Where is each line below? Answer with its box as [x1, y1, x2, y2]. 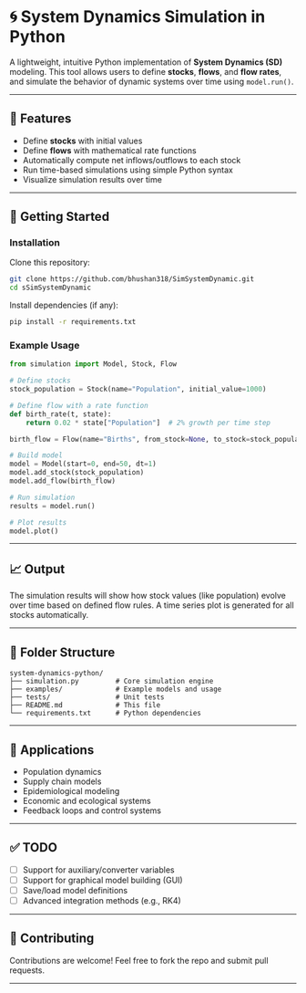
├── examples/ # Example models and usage [9, 685, 222, 695]
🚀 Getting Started [9, 209, 110, 225]
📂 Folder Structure [9, 644, 116, 660]
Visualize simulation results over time [22, 173, 162, 184]
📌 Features [9, 111, 72, 127]
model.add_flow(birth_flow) [9, 476, 117, 486]
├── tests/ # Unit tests [9, 693, 166, 702]
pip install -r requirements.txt [9, 318, 137, 327]
